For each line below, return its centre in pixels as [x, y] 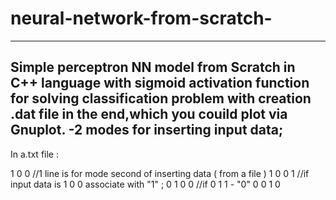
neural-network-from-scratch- [141, 18]
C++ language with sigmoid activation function [160, 83]
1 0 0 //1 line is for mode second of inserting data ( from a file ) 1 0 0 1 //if [160, 173]
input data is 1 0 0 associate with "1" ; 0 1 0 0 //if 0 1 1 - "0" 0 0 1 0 [145, 184]
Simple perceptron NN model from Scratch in [153, 67]
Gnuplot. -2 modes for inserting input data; [147, 130]
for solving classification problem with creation [161, 98]
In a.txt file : [34, 154]
